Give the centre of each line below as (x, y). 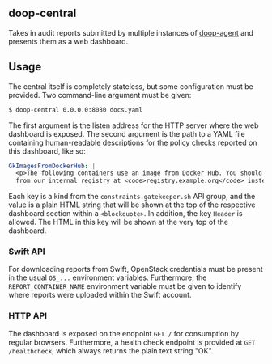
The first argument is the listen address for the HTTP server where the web (134, 125)
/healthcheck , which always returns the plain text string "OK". (111, 350)
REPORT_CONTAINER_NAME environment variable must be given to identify (125, 286)
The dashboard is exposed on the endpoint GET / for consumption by (124, 333)
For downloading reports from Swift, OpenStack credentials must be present (136, 269)
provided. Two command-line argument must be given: (100, 95)
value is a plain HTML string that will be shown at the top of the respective (132, 205)
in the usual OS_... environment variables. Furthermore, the (108, 277)
